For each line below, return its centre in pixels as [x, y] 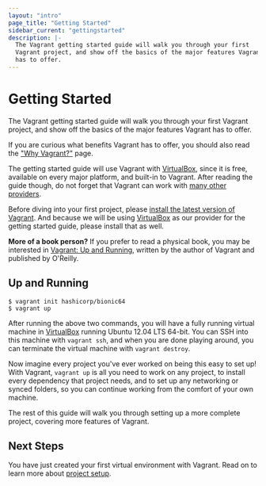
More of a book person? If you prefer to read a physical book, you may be [129, 241]
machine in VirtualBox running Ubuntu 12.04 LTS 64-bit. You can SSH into [128, 331]
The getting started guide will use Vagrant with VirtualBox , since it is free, [128, 168]
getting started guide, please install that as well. [86, 226]
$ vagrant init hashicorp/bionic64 [67, 301]
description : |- [35, 38]
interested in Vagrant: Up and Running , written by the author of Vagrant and [131, 250]
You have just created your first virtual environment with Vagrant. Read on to [133, 465]
